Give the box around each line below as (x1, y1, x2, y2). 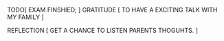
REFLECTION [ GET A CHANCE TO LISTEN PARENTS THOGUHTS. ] (7, 27, 198, 34)
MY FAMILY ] (7, 13, 45, 21)
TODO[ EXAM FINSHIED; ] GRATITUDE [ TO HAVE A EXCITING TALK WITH (7, 6, 218, 14)
